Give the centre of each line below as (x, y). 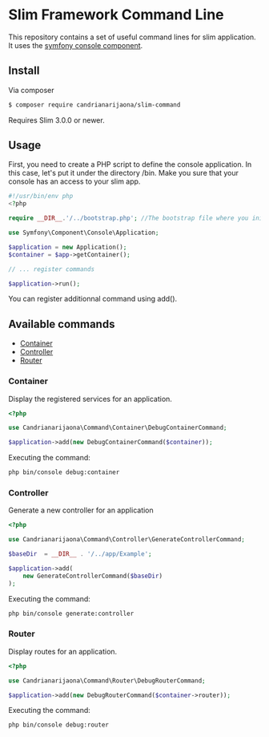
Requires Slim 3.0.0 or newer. (57, 120)
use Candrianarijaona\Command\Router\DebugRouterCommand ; (107, 680)
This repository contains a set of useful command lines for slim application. (132, 37)
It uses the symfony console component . (76, 45)
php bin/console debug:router (59, 725)
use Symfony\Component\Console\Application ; (84, 233)
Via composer (31, 90)
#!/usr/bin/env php (41, 196)
